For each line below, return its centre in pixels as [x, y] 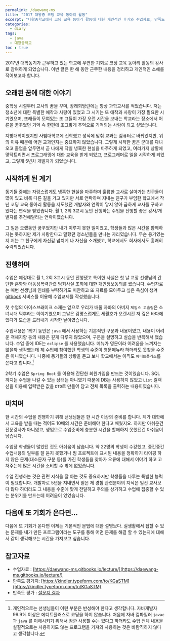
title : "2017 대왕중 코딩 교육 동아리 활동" [47, 15]
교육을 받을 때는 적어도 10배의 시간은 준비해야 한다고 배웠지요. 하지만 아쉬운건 [87, 423]
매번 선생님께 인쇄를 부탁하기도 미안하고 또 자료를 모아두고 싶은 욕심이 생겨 [84, 290]
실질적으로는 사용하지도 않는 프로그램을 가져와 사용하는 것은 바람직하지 [82, 627]
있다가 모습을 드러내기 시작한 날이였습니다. [47, 320]
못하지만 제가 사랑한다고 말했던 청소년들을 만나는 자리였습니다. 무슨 [81, 234]
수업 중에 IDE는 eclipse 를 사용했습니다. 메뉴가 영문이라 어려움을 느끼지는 [89, 344]
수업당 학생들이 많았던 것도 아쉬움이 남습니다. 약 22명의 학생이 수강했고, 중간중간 [85, 446]
